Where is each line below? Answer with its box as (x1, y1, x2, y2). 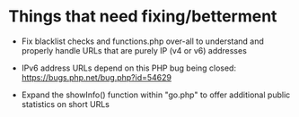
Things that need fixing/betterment (8, 6, 277, 27)
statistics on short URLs (21, 98, 110, 109)
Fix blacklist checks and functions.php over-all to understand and (21, 36, 264, 46)
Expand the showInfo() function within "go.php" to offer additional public (21, 89, 291, 100)
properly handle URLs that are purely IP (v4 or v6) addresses (21, 45, 248, 55)
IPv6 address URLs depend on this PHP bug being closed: (21, 63, 237, 73)
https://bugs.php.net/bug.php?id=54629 (21, 71, 172, 82)
